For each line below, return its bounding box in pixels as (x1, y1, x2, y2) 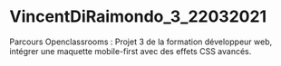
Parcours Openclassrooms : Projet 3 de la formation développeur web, (9, 36, 273, 47)
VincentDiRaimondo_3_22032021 (9, 6, 267, 27)
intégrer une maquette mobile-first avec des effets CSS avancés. (9, 45, 252, 56)
